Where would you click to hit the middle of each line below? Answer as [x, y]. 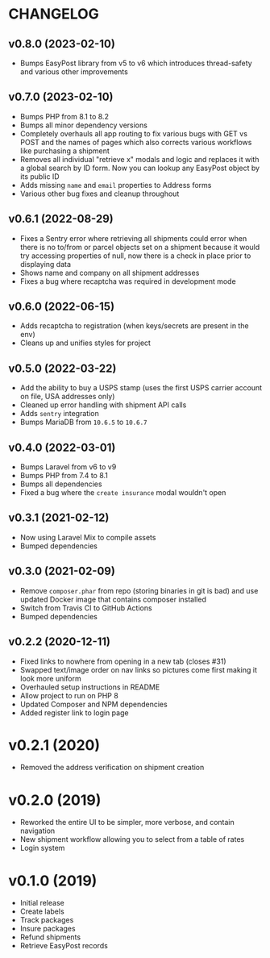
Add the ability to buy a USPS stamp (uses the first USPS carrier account [141, 388]
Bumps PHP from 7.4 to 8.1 [64, 476]
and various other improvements [74, 72]
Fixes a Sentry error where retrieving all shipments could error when [133, 238]
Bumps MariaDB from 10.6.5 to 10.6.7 [83, 422]
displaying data [45, 264]
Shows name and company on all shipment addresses [110, 273]
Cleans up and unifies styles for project [85, 343]
